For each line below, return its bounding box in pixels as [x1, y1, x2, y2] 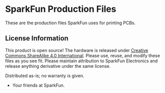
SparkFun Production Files [5, 3, 116, 15]
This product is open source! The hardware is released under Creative [5, 47, 149, 53]
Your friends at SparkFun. [12, 82, 65, 88]
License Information [5, 34, 68, 43]
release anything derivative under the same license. [5, 63, 111, 69]
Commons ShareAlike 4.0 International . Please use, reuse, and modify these [5, 52, 160, 58]
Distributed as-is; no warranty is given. [5, 73, 85, 79]
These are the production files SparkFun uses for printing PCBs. [5, 20, 136, 26]
